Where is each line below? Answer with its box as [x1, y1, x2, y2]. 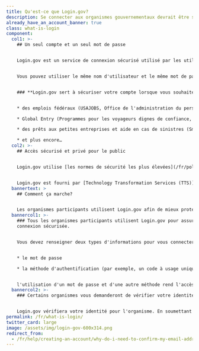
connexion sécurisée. [17, 223, 70, 229]
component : [6, 31, 33, 37]
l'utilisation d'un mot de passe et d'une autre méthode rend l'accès [17, 282, 195, 288]
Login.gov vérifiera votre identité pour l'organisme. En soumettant [17, 308, 192, 314]
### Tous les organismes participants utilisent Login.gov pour [17, 218, 179, 224]
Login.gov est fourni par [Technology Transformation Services [17, 180, 176, 186]
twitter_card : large [6, 319, 57, 326]
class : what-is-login [6, 25, 60, 31]
